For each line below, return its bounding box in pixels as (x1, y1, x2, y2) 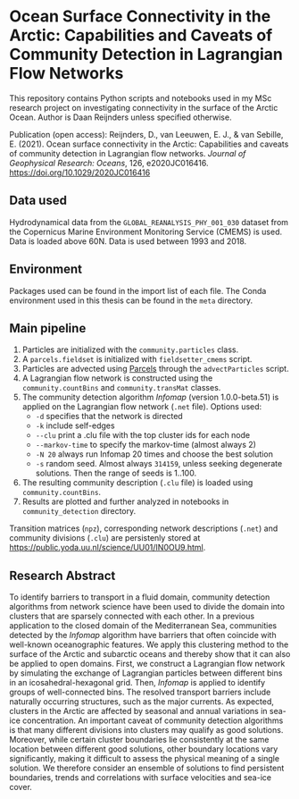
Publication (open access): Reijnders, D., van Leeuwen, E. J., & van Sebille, (9, 129, 284, 139)
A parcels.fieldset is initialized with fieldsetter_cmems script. (21, 354, 253, 365)
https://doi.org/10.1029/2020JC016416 (9, 167, 151, 178)
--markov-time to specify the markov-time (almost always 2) (35, 440, 257, 450)
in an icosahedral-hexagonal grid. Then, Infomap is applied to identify (9, 677, 266, 688)
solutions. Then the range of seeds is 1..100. (35, 467, 197, 479)
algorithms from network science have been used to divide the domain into (9, 601, 286, 612)
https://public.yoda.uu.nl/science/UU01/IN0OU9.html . (9, 542, 206, 553)
